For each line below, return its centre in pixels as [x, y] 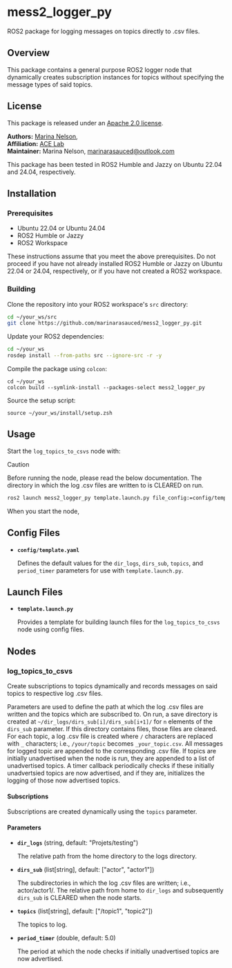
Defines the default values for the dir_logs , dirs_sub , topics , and [110, 563]
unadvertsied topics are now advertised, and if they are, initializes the [106, 773]
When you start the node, [43, 511]
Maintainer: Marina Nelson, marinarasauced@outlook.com [91, 151]
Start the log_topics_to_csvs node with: [64, 451]
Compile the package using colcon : [57, 369]
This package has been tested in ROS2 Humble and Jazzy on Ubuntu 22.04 [115, 164]
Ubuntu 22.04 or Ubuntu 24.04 [61, 228]
